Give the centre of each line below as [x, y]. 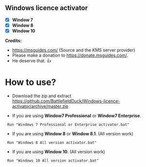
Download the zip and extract [42, 96]
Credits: [13, 41]
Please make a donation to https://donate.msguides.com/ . [70, 55]
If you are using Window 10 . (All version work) [59, 151]
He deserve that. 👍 [32, 61]
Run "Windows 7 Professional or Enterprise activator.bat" [68, 125]
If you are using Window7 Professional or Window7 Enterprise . [76, 115]
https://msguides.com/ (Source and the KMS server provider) [73, 50]
